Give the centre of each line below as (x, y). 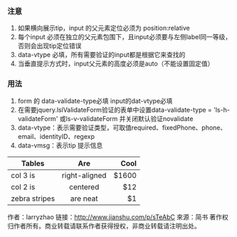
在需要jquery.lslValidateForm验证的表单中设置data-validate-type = (115, 110)
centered (84, 186)
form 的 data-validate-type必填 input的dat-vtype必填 (95, 100)
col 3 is (23, 175)
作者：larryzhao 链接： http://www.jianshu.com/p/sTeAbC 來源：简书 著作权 (118, 217)
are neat (84, 199)
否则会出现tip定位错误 (49, 46)
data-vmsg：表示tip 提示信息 (60, 145)
